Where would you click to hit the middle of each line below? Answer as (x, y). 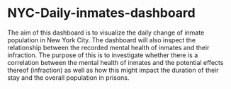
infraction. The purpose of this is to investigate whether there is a (103, 55)
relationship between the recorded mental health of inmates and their (108, 47)
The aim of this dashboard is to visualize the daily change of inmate (106, 32)
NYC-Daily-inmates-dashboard (102, 13)
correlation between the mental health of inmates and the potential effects (115, 62)
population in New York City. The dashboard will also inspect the (102, 40)
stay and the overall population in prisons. (68, 77)
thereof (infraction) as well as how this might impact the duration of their (113, 70)
